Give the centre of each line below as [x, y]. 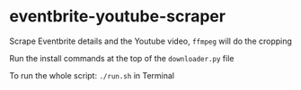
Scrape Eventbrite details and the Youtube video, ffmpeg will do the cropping [150, 41]
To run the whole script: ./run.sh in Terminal [92, 75]
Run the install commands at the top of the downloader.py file [122, 58]
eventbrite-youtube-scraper [118, 16]
